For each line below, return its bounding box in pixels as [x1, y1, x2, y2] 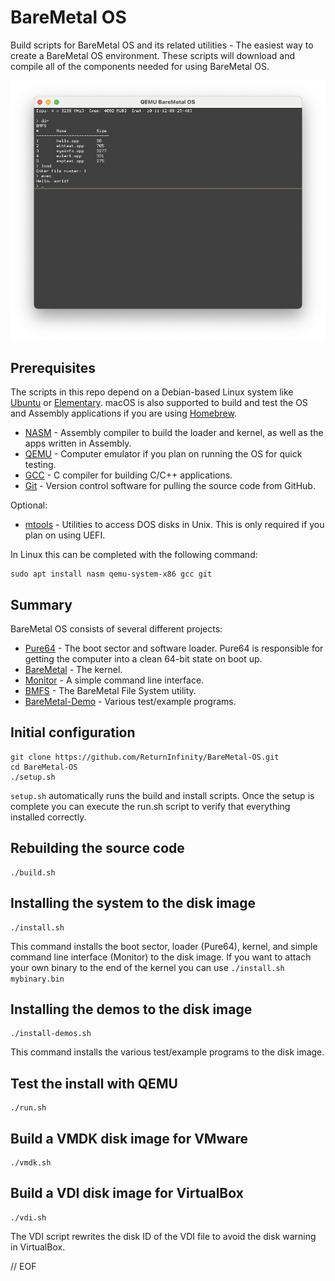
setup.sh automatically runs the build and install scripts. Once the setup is [10, 789, 315, 801]
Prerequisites [10, 359, 96, 376]
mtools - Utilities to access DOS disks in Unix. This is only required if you [24, 519, 325, 531]
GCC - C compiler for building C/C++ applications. [24, 469, 233, 481]
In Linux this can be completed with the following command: [10, 549, 258, 561]
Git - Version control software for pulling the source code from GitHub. [24, 480, 316, 492]
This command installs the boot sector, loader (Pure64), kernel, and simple [10, 940, 318, 952]
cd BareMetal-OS [10, 762, 78, 772]
